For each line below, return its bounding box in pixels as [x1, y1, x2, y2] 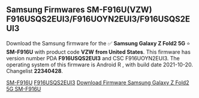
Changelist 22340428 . [6, 67, 64, 74]
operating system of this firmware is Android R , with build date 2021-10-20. [6, 61, 194, 68]
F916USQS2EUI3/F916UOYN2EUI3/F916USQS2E [6, 14, 191, 24]
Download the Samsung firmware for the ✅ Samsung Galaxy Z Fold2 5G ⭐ [6, 39, 191, 47]
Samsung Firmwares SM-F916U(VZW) [6, 5, 152, 15]
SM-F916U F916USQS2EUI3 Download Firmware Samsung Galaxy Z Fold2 [6, 79, 189, 86]
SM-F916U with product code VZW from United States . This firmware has [6, 48, 191, 56]
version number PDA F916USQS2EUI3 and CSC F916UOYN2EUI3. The [6, 54, 180, 62]
